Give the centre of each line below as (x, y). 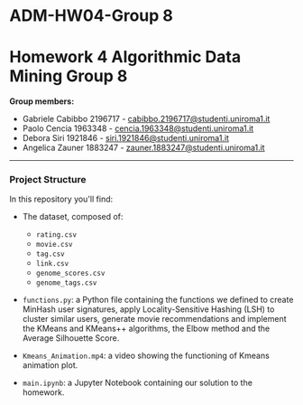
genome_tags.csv (66, 283)
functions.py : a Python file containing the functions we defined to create (158, 300)
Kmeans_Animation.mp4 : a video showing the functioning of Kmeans (146, 356)
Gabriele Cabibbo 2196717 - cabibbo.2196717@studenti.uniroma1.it (146, 119)
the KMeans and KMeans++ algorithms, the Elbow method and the (146, 329)
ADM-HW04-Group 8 (92, 16)
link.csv (52, 264)
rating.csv (56, 235)
